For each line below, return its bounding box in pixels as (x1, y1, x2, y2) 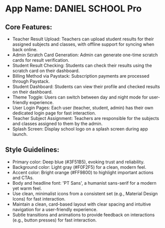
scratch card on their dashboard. (12, 68, 80, 74)
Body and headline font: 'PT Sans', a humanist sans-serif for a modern (12, 180, 157, 186)
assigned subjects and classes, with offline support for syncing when (12, 41, 155, 47)
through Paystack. (12, 78, 50, 84)
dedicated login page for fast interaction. (12, 110, 96, 116)
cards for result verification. (12, 57, 70, 63)
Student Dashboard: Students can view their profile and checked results (12, 84, 160, 90)
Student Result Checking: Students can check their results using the (12, 63, 153, 68)
